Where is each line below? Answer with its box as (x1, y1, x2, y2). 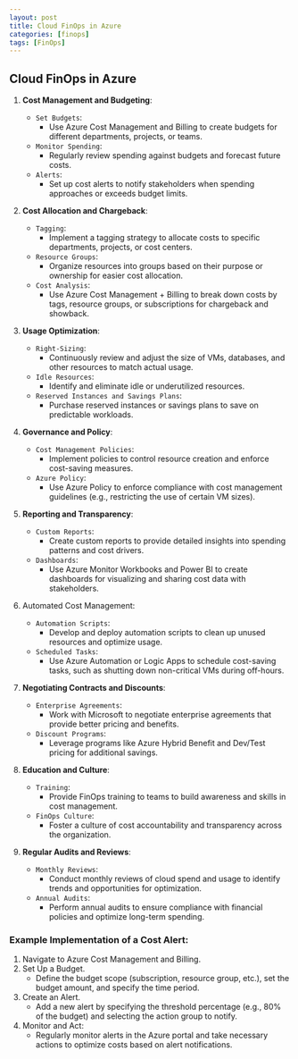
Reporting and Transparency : (21, 508, 134, 519)
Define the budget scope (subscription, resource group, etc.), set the (35, 973, 290, 984)
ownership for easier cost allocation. (48, 270, 183, 282)
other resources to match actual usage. (48, 362, 194, 373)
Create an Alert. (21, 992, 81, 1003)
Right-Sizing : (35, 343, 87, 354)
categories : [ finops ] (9, 29, 90, 38)
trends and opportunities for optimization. (48, 883, 203, 894)
